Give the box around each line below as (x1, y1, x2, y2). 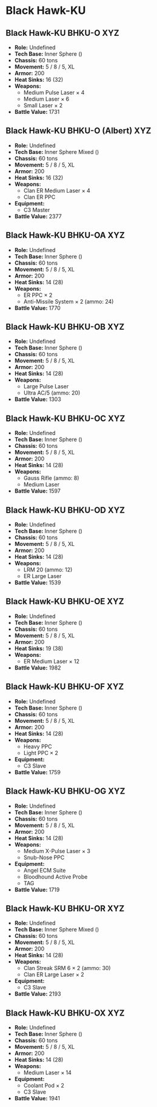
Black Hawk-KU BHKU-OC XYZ (5, 413, 125, 424)
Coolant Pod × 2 (23, 1082, 65, 1089)
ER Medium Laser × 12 (23, 657, 80, 665)
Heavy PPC (23, 743, 52, 750)
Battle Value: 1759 (14, 768, 61, 776)
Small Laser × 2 (23, 102, 63, 109)
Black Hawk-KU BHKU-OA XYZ (5, 230, 125, 241)
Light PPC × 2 (23, 749, 59, 756)
